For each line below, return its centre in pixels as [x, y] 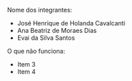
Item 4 [26, 72]
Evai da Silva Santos [46, 38]
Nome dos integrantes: [40, 10]
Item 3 [26, 64]
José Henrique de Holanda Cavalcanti [71, 23]
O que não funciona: [36, 51]
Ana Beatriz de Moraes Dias [57, 31]
